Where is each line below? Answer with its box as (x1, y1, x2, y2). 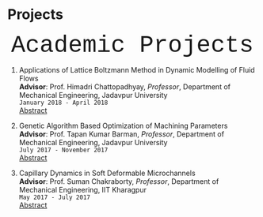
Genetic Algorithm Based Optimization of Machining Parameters (18, 121, 228, 130)
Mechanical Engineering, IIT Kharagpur (18, 185, 147, 194)
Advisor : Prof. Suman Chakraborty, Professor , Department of (18, 176, 219, 186)
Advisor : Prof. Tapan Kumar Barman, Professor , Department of (18, 129, 225, 139)
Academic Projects (10, 32, 254, 59)
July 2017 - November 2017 (18, 146, 109, 154)
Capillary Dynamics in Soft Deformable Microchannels (18, 168, 196, 178)
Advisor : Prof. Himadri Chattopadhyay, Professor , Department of (18, 81, 231, 92)
